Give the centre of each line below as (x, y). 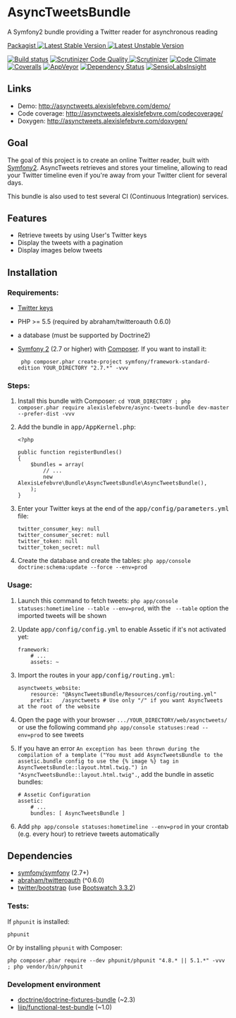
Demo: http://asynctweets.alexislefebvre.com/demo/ (94, 106)
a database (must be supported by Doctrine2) (84, 335)
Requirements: (33, 292)
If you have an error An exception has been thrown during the (108, 748)
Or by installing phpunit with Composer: (65, 947)
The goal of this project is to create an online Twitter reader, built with (108, 160)
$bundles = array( (57, 465)
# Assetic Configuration (54, 794)
